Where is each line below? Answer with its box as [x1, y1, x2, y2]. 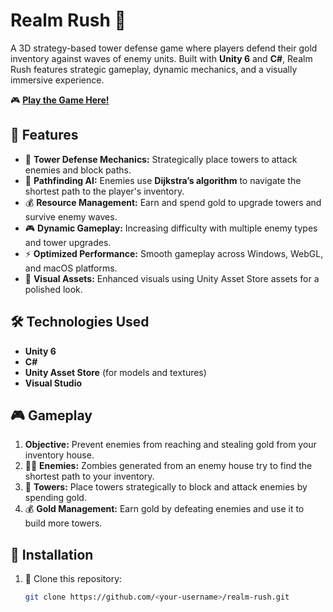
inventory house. [24, 449, 95, 461]
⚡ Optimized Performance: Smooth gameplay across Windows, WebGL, [24, 247, 324, 259]
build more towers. [24, 517, 103, 529]
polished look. [24, 283, 83, 295]
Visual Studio [24, 377, 83, 389]
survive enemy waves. [24, 210, 118, 223]
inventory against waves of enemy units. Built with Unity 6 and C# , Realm [10, 52, 313, 64]
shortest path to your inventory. [24, 470, 155, 483]
